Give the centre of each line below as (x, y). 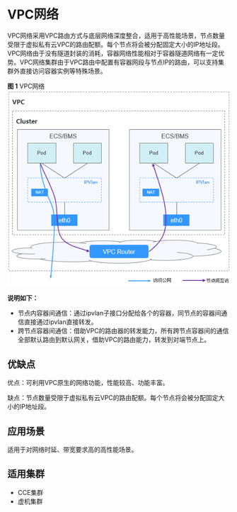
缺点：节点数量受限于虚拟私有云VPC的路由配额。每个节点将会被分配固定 (113, 398)
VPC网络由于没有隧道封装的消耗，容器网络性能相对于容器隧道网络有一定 (113, 53)
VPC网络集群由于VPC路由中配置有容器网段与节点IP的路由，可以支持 (119, 62)
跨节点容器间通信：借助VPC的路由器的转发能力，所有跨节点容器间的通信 (123, 331)
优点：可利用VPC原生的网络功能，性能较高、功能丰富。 (88, 383)
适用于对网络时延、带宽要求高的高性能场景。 (73, 450)
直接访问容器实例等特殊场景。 (63, 71)
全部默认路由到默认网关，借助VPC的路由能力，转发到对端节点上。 (114, 340)
